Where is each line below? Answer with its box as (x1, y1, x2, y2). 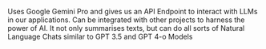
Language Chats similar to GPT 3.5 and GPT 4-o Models (7, 32, 193, 41)
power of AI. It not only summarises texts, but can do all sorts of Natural (7, 24, 245, 32)
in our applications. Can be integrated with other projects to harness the (7, 15, 245, 24)
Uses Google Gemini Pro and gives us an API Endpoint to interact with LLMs (7, 7, 258, 16)
